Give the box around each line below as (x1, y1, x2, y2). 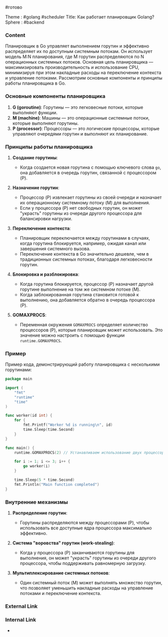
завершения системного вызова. (19, 245, 91, 252)
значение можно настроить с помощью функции (19, 332, 125, 338)
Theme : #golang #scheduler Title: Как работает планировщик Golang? (5, 14, 154, 20)
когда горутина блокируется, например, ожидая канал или (19, 240, 146, 246)
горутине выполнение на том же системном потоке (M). (19, 286, 141, 292)
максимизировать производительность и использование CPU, (5, 65, 139, 71)
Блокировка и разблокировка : (12, 271, 79, 277)
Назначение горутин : (12, 185, 59, 191)
